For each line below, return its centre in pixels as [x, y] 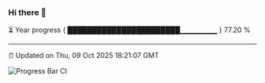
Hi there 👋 [28, 13]
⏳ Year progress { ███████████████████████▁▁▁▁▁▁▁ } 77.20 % [129, 30]
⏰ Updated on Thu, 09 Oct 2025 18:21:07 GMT [84, 56]
